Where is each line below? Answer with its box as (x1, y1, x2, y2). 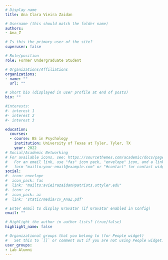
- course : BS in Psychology (9, 136, 68, 141)
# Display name (5, 7, 37, 13)
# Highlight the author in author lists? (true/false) (5, 219, 122, 225)
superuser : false (5, 44, 41, 49)
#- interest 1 (5, 108, 35, 113)
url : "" (9, 81, 26, 86)
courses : (9, 132, 28, 137)
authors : (5, 26, 23, 31)
